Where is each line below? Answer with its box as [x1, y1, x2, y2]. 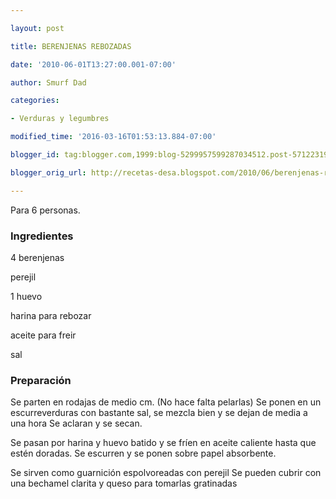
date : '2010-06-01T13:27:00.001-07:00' [10, 59, 177, 70]
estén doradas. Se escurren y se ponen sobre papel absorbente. [10, 447, 277, 460]
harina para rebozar [10, 309, 92, 321]
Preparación [10, 373, 72, 387]
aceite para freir [10, 329, 77, 341]
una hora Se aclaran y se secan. [10, 417, 143, 430]
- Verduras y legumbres [10, 114, 110, 124]
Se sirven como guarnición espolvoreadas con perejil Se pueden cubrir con [10, 467, 322, 479]
